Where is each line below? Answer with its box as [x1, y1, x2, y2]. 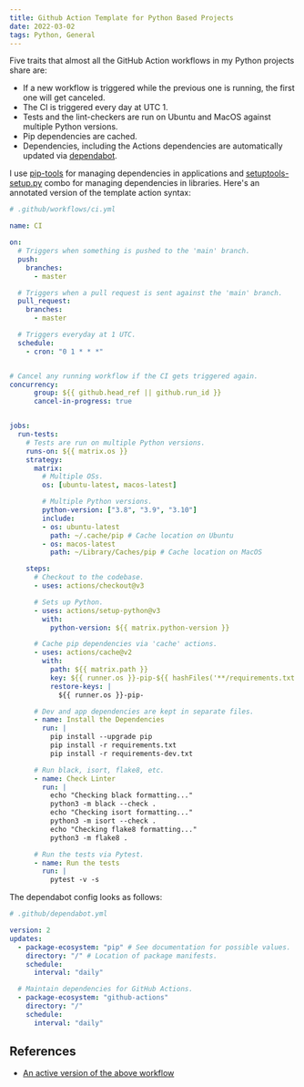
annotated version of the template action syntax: [9, 188, 191, 199]
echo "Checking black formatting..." [49, 791, 194, 800]
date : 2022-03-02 [9, 22, 76, 31]
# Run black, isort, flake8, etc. [33, 765, 166, 774]
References [9, 1044, 76, 1060]
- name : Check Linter [33, 774, 117, 784]
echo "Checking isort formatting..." [49, 808, 194, 817]
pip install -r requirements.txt [49, 741, 177, 750]
